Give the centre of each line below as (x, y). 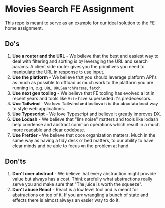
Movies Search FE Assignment (70, 9)
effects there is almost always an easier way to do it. (66, 200)
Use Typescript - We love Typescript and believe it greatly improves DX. (86, 114)
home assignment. (24, 28)
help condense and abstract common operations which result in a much (86, 124)
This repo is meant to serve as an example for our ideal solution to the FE (80, 23)
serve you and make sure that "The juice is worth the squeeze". (77, 184)
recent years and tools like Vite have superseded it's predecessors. (82, 98)
